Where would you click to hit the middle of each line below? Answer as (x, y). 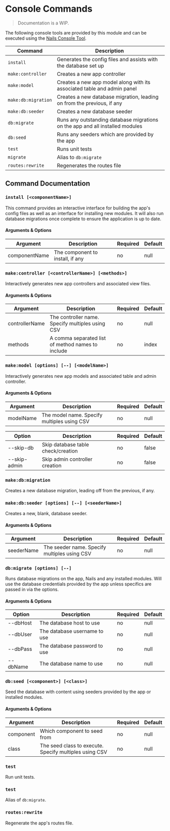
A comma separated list (78, 338)
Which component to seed (71, 731)
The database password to (71, 646)
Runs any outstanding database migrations (108, 120)
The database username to (72, 631)
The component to (76, 252)
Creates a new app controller (91, 74)
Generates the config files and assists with (107, 59)
